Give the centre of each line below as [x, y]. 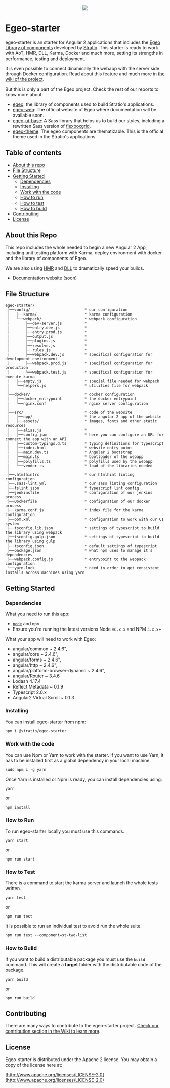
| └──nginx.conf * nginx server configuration [78, 404]
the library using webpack [34, 533]
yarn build [17, 979]
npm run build [20, 998]
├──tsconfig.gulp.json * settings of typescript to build [83, 537]
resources [16, 426]
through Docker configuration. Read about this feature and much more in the [85, 74]
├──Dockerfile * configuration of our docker [79, 502]
